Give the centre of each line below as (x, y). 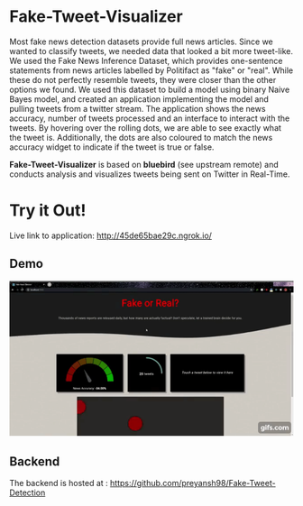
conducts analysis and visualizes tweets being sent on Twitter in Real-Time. (150, 174)
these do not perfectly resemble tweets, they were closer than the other (143, 79)
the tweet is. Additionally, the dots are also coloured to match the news (141, 137)
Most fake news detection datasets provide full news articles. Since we (141, 41)
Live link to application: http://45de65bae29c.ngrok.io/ (110, 235)
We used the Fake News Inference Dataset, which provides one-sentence (146, 60)
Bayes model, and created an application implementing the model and (139, 99)
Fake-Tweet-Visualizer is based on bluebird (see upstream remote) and (144, 164)
